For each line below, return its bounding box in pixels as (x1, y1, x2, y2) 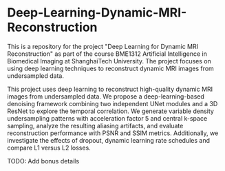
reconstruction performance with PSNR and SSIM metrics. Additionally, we (7, 129, 219, 137)
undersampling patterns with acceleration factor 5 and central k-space (7, 114, 208, 122)
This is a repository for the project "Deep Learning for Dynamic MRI (7, 42, 199, 50)
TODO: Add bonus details (7, 157, 80, 165)
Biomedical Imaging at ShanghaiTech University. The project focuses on (7, 57, 211, 65)
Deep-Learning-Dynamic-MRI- (7, 5, 187, 21)
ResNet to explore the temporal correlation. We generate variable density (7, 107, 215, 115)
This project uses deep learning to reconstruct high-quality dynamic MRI (7, 85, 213, 93)
